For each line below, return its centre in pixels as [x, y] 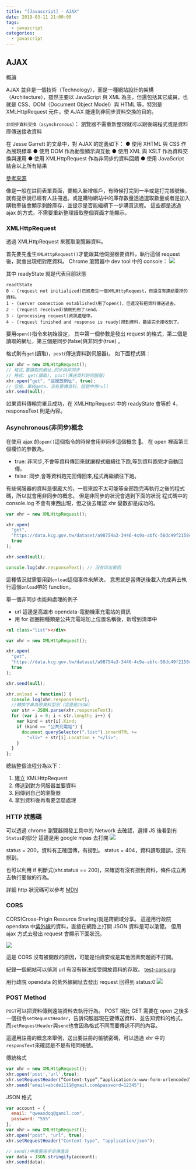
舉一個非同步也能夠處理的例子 [42, 599]
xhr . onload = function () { [39, 694]
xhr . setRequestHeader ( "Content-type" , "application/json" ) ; [81, 1141]
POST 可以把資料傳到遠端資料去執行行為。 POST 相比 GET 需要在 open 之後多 [98, 1011]
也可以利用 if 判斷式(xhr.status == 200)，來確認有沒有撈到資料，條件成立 [94, 870]
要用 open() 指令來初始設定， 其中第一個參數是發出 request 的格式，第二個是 [97, 334]
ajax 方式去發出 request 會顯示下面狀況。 [55, 934]
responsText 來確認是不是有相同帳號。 [51, 1045]
